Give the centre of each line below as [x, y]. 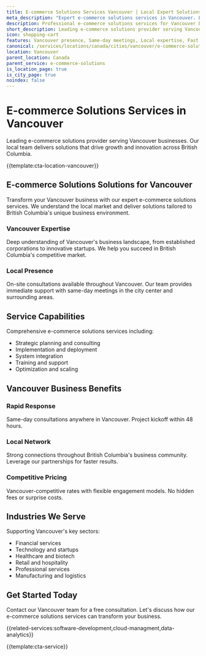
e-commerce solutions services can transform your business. [84, 616]
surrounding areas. [30, 297]
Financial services [38, 543]
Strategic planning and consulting [58, 343]
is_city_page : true [31, 75]
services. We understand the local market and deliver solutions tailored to [99, 206]
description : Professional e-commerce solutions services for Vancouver [101, 23]
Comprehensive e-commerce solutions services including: [80, 331]
